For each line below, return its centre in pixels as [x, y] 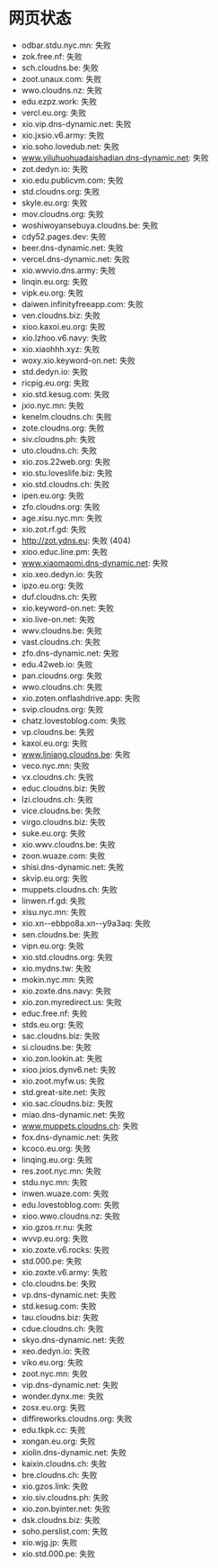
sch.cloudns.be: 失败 [60, 68]
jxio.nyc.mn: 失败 [52, 405]
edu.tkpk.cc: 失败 [53, 1429]
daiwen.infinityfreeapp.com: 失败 [83, 304]
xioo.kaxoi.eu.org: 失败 [63, 326]
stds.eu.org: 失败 [52, 1024]
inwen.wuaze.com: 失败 [65, 1193]
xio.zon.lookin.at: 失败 [62, 1058]
